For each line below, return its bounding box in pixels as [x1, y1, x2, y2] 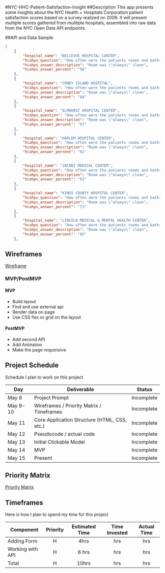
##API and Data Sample [5, 34, 54, 40]
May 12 [7, 430, 26, 437]
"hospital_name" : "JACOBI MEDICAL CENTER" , [23, 163, 113, 168]
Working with [7, 546, 38, 553]
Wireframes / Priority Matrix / [34, 402, 102, 409]
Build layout [12, 298, 36, 304]
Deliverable [67, 386, 94, 393]
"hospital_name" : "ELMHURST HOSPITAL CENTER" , [23, 108, 120, 113]
